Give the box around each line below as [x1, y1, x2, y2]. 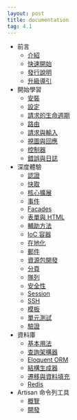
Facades [27, 205, 52, 213]
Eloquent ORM [27, 355, 69, 364]
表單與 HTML [27, 213, 65, 221]
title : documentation [7, 16, 69, 23]
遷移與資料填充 [27, 373, 70, 381]
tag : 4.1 [7, 23, 32, 30]
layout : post [7, 10, 45, 17]
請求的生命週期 [27, 111, 70, 120]
